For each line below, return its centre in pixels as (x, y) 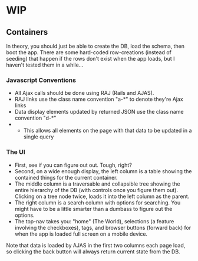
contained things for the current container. (66, 177)
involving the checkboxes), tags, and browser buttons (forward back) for (103, 227)
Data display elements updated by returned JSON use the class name (99, 112)
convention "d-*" (35, 118)
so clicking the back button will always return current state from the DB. (93, 252)
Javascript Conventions (41, 80)
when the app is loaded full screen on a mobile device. (81, 234)
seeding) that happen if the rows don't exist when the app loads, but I (90, 59)
